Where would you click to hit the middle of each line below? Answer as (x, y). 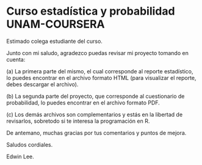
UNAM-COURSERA (56, 24)
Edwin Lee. (20, 156)
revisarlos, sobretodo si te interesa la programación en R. (78, 121)
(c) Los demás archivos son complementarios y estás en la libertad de (95, 114)
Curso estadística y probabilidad (91, 11)
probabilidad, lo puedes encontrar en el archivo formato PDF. (83, 103)
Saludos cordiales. (30, 144)
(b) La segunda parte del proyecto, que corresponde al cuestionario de (96, 96)
